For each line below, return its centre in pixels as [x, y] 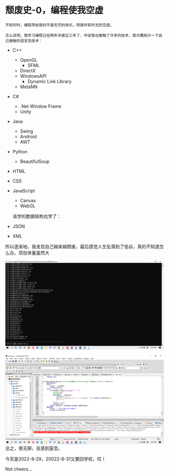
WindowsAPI [33, 76]
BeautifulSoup [35, 161]
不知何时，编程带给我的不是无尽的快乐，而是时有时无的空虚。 [60, 25]
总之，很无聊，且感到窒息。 [34, 448]
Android [28, 136]
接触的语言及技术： [26, 41]
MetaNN [29, 87]
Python [20, 151]
